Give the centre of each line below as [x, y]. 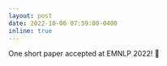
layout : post [30, 16]
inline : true [30, 31]
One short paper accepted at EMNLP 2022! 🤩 [84, 54]
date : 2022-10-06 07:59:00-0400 [63, 23]
